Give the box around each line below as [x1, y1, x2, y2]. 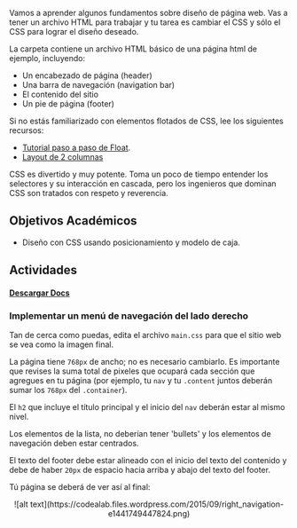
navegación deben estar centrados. [9, 438, 139, 449]
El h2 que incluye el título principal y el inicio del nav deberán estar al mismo [9, 402, 285, 413]
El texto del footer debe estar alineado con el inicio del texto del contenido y [9, 455, 287, 466]
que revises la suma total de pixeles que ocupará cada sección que [9, 366, 255, 376]
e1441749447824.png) [107, 508, 191, 519]
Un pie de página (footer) [21, 99, 115, 109]
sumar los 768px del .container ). [9, 385, 128, 396]
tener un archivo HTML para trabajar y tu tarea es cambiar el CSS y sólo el [9, 17, 281, 28]
